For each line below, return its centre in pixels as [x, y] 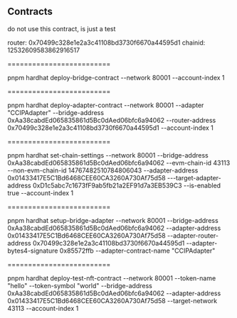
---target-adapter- [194, 177]
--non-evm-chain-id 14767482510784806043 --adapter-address [103, 170]
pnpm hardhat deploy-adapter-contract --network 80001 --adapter [106, 105]
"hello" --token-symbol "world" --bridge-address [80, 285]
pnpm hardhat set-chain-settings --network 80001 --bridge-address [108, 155]
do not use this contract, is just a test [62, 28]
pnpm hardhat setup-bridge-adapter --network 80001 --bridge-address [113, 220]
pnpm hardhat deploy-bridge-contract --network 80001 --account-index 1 [116, 77]
